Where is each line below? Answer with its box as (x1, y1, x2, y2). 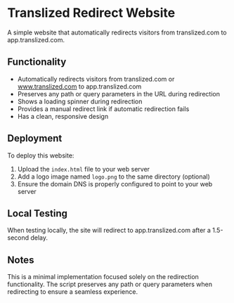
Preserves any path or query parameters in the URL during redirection (17, 89, 220, 98)
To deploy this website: (7, 151, 74, 160)
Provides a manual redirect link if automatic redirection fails (17, 104, 190, 113)
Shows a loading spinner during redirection (17, 97, 143, 105)
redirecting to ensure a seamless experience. (7, 288, 138, 296)
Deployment (7, 132, 63, 145)
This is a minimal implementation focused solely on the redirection (7, 273, 199, 281)
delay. (30, 233, 48, 242)
